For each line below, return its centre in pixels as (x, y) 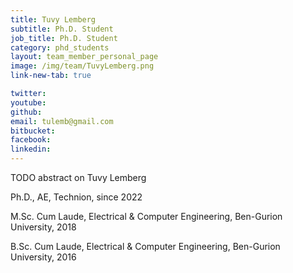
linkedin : (31, 149)
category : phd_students (60, 47)
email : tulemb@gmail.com (62, 121)
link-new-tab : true (51, 76)
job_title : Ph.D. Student (64, 38)
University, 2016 (43, 257)
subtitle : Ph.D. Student (62, 29)
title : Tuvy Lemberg (53, 19)
